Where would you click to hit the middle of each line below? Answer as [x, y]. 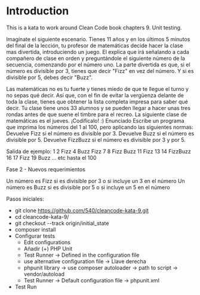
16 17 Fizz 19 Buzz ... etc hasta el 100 [51, 157]
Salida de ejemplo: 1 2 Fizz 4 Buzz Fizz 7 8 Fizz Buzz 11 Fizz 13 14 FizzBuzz [99, 151]
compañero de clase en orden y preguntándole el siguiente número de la [96, 58]
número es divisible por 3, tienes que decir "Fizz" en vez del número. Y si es [100, 71]
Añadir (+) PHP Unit [48, 248]
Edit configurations [47, 242]
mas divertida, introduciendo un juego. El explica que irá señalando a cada [98, 51]
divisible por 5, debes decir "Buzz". [50, 77]
